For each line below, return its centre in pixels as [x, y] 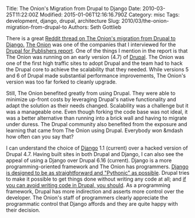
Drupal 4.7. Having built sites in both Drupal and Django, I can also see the [95, 154]
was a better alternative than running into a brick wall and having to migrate [97, 118]
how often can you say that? [40, 136]
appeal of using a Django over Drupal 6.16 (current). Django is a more [89, 160]
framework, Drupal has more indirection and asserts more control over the [95, 191]
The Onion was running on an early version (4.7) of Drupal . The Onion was [95, 57]
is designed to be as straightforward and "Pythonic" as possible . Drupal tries [98, 173]
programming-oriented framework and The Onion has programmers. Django [97, 167]
